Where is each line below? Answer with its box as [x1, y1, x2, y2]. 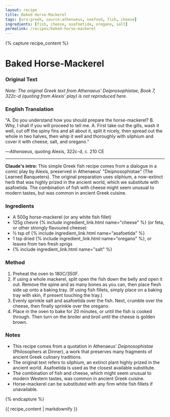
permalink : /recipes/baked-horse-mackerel [5, 26, 96, 31]
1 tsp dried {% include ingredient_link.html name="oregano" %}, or [12, 236, 152, 242]
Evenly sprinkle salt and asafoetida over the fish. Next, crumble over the [12, 297, 163, 304]
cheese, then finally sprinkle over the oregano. [12, 302, 110, 309]
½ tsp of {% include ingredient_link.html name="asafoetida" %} [12, 230, 145, 236]
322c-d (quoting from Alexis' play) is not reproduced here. [5, 93, 127, 99]
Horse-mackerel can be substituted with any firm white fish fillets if [12, 381, 153, 387]
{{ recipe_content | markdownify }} [5, 406, 77, 412]
